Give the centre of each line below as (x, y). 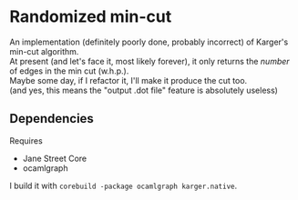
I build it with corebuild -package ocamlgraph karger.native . (123, 185)
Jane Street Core (55, 158)
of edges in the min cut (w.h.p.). (69, 71)
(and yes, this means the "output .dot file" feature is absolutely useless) (144, 90)
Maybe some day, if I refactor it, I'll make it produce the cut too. (128, 80)
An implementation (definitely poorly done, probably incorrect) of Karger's (149, 42)
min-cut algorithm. (44, 51)
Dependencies (51, 119)
